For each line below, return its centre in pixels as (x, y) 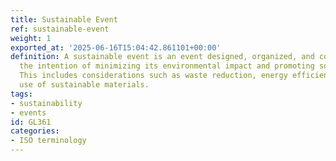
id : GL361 (31, 122)
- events (28, 112)
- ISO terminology (48, 141)
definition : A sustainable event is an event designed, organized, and (162, 57)
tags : (21, 94)
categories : (35, 131)
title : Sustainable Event (64, 19)
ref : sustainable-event (60, 29)
